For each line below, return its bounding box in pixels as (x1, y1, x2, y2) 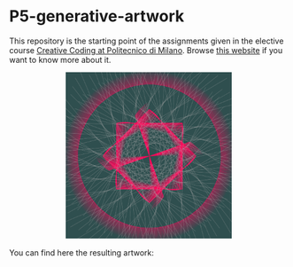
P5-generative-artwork (9, 6, 185, 27)
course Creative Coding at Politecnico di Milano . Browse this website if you (9, 44, 283, 55)
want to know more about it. (9, 54, 112, 65)
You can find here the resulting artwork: (9, 247, 155, 258)
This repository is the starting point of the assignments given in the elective (9, 35, 284, 46)
